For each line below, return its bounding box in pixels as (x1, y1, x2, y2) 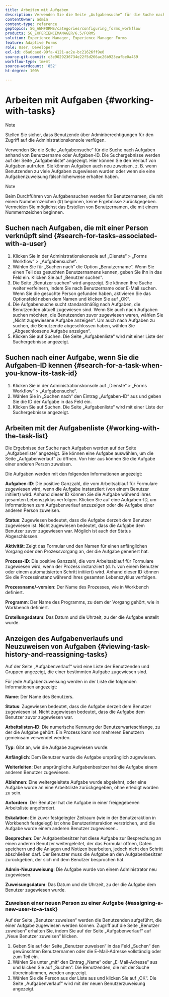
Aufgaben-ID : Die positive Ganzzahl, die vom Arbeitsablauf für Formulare (5, 481, 158, 487)
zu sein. (5, 790, 22, 796)
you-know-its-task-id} (5, 369, 78, 378)
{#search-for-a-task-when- (73, 361, 163, 370)
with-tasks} (5, 105, 56, 116)
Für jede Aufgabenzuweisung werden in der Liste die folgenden (5, 679, 137, 685)
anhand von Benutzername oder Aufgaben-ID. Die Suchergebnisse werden (5, 152, 161, 158)
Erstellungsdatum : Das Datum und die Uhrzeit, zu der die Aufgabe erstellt (5, 614, 159, 620)
